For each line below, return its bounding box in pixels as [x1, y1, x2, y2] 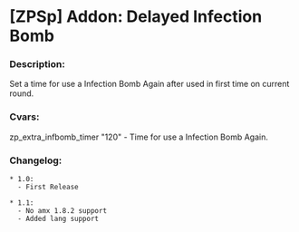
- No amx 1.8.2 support [17, 207, 107, 216]
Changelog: [9, 154, 63, 167]
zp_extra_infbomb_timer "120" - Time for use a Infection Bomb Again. [9, 131, 269, 142]
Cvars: [9, 111, 40, 123]
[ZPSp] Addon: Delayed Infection [9, 6, 263, 27]
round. [9, 88, 34, 99]
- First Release [17, 183, 79, 192]
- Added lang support [17, 215, 100, 224]
